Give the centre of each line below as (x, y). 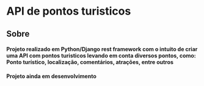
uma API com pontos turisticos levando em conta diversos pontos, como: (101, 56)
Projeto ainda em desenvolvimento (51, 76)
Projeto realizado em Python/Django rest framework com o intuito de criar (102, 49)
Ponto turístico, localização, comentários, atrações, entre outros (90, 62)
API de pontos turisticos (69, 11)
